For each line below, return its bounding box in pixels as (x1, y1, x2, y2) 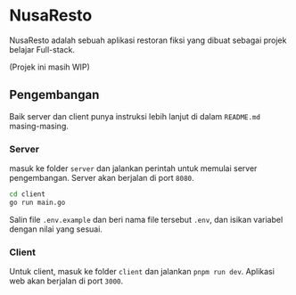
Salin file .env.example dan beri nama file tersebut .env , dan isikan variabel (9, 214, 284, 225)
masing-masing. (9, 120, 69, 131)
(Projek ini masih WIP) (9, 61, 91, 72)
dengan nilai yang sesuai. (9, 224, 103, 234)
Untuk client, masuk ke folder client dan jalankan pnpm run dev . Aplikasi (9, 266, 275, 277)
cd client (9, 190, 46, 199)
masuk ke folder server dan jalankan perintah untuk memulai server (9, 163, 258, 174)
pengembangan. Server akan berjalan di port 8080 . (9, 173, 194, 184)
